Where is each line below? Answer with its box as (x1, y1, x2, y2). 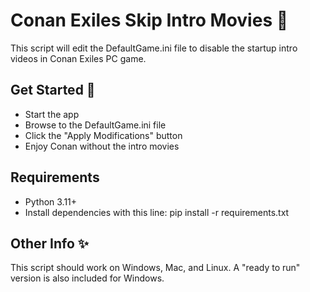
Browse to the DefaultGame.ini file (24, 119, 167, 131)
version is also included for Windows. (10, 272, 165, 284)
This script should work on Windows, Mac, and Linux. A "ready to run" (10, 262, 301, 274)
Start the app (24, 108, 80, 120)
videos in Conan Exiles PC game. (10, 52, 147, 64)
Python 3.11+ (24, 195, 78, 208)
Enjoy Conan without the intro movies (24, 140, 180, 152)
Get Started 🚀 (10, 82, 96, 99)
